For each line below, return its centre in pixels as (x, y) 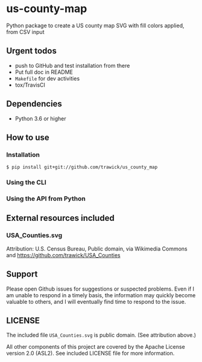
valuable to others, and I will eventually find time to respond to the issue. (96, 301)
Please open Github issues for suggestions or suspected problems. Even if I (100, 289)
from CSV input (25, 31)
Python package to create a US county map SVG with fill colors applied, (95, 25)
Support (22, 274)
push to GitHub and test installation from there (72, 65)
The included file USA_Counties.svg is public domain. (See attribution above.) (101, 335)
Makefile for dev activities (47, 78)
